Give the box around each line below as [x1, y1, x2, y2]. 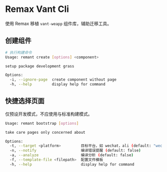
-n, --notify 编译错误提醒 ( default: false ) [9, 148, 141, 153]
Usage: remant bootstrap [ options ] [5, 121, 79, 126]
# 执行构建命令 [5, 50, 32, 55]
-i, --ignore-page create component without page [9, 77, 117, 83]
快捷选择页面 [5, 97, 45, 105]
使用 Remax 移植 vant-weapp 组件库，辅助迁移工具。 [5, 20, 112, 26]
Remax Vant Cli [5, 3, 70, 15]
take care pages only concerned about [5, 130, 85, 135]
